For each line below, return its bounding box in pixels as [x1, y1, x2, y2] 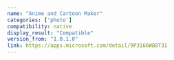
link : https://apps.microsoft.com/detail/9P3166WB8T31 [7, 42, 168, 49]
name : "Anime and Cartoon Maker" [7, 10, 103, 17]
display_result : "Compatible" [7, 29, 94, 37]
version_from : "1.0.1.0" [7, 36, 78, 43]
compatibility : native [7, 23, 72, 30]
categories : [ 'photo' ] [7, 17, 72, 23]
